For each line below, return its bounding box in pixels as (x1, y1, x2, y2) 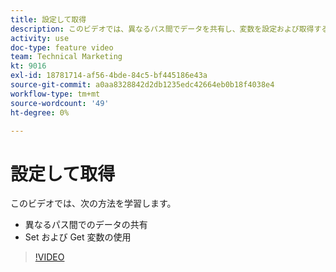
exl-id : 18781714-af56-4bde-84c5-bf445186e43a (10, 71, 208, 81)
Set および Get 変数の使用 (24, 231, 132, 243)
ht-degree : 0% (10, 107, 70, 118)
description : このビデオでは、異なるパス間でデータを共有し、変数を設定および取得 (10, 24, 315, 34)
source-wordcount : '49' (10, 98, 110, 108)
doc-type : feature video (10, 42, 114, 53)
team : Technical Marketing (10, 52, 123, 62)
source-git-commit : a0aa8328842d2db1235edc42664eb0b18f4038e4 (10, 80, 275, 90)
